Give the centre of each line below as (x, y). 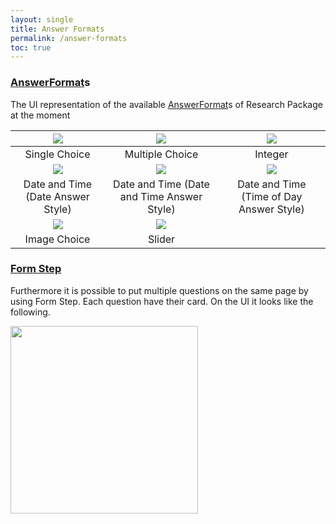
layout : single (42, 19)
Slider (161, 239)
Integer (271, 154)
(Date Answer (57, 196)
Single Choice (57, 154)
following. (30, 312)
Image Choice (57, 239)
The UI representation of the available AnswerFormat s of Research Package (166, 104)
